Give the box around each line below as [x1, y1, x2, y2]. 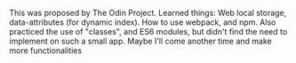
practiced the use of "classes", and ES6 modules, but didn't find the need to [9, 27, 288, 36]
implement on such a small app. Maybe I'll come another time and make [9, 35, 273, 46]
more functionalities [9, 45, 83, 56]
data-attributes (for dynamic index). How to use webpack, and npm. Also [9, 17, 276, 28]
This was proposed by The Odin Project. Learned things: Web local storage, [9, 8, 287, 18]
